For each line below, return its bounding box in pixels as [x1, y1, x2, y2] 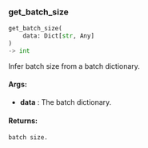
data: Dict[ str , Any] [22, 32, 94, 40]
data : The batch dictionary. [19, 98, 112, 106]
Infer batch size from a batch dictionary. [8, 61, 140, 70]
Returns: [8, 115, 38, 126]
